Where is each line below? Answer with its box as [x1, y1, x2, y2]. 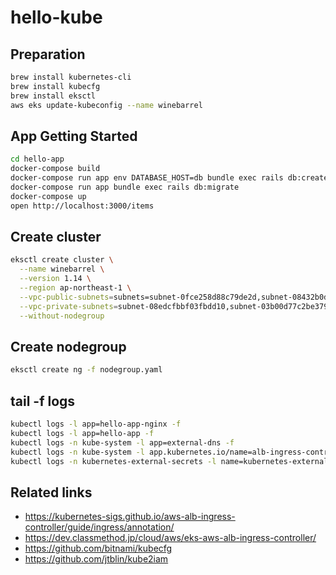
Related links [10, 484, 93, 501]
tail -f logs [10, 392, 76, 410]
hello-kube [10, 6, 103, 29]
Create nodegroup [10, 338, 127, 355]
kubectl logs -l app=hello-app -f [10, 428, 155, 438]
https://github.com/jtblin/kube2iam [24, 553, 169, 565]
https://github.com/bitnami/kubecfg [24, 542, 173, 555]
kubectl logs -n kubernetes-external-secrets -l [10, 456, 217, 466]
